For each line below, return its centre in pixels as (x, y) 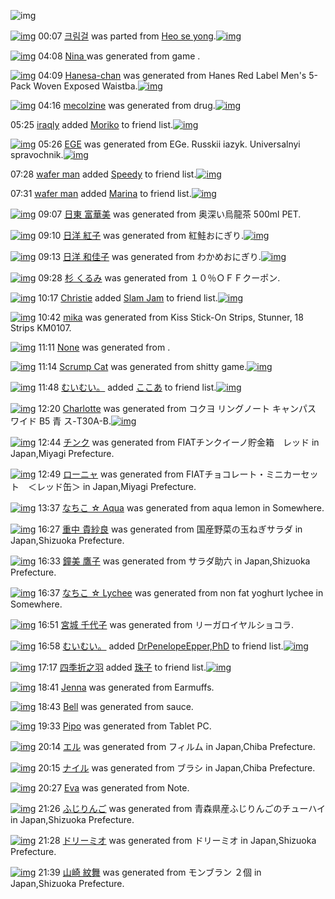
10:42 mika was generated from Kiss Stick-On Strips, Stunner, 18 (171, 317)
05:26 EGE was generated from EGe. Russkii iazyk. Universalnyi (169, 144)
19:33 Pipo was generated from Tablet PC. (125, 726)
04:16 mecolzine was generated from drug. (127, 105)
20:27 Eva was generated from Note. (114, 788)
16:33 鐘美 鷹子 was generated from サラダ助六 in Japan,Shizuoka (174, 561)
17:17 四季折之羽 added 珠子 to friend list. (122, 667)
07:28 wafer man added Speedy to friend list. (103, 174)
